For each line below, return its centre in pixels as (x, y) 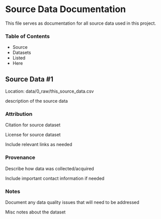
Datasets (22, 53)
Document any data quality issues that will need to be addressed (72, 202)
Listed (19, 58)
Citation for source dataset (33, 125)
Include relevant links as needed (39, 144)
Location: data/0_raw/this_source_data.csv (50, 91)
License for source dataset (33, 135)
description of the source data (36, 101)
